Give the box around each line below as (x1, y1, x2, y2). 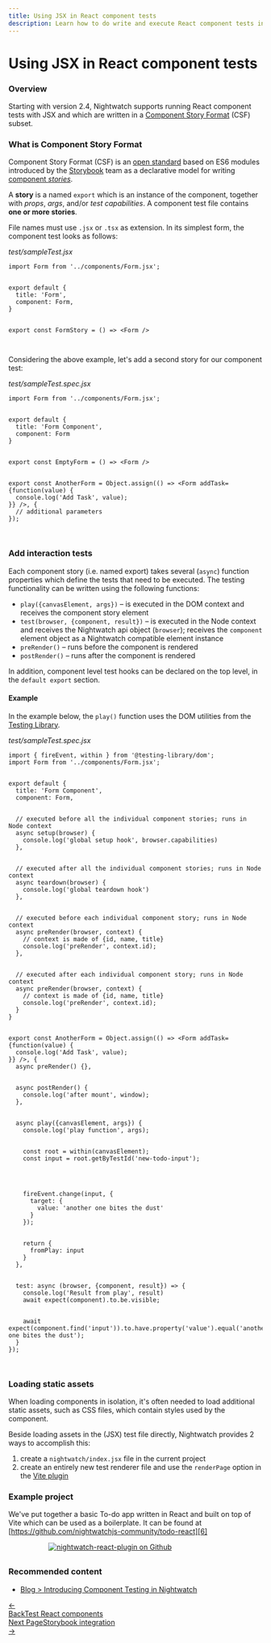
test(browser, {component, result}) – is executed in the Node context (19, 616, 256, 626)
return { (23, 1239, 52, 1248)
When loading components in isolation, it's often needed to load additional (8, 1396, 256, 1407)
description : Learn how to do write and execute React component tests (8, 19, 254, 27)
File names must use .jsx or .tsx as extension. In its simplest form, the (8, 223, 244, 233)
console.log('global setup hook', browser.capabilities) (23, 836, 219, 844)
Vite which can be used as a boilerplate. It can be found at (8, 1518, 202, 1528)
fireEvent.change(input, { (23, 1189, 114, 1197)
